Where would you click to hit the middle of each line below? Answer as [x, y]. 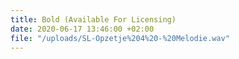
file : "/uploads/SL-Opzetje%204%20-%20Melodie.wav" [120, 38]
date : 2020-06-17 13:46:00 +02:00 [82, 29]
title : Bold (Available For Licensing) [93, 19]
